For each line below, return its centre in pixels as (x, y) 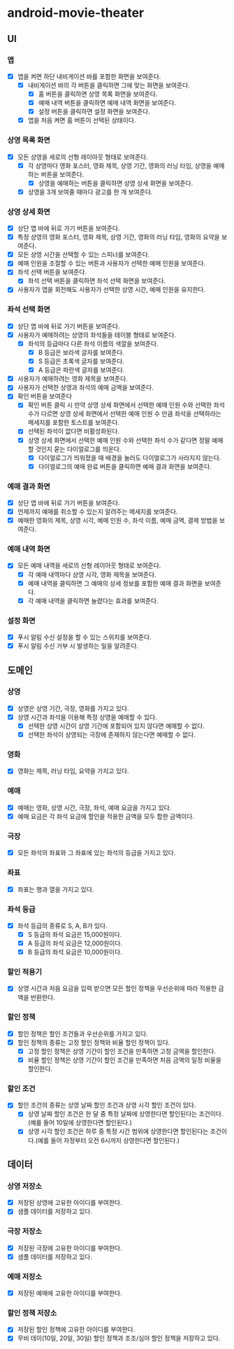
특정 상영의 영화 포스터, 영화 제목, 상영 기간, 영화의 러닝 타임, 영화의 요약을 (118, 237)
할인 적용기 (25, 972)
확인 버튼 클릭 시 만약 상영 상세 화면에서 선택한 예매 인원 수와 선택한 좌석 (126, 405)
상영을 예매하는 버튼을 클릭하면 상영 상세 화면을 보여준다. (116, 183)
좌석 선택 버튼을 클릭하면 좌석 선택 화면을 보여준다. (97, 281)
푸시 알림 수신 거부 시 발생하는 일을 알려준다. (78, 646)
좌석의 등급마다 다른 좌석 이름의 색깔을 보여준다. (93, 344)
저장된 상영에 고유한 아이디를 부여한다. (70, 1203)
